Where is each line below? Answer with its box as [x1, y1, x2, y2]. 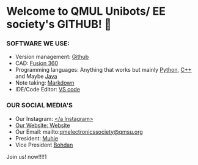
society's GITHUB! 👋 [6, 17, 112, 31]
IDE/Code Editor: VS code [15, 86, 81, 93]
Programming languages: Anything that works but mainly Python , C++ [15, 66, 192, 74]
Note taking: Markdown [15, 79, 75, 86]
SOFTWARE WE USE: [6, 39, 70, 48]
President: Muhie [15, 134, 59, 142]
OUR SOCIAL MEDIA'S [6, 101, 73, 110]
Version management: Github [15, 53, 89, 61]
